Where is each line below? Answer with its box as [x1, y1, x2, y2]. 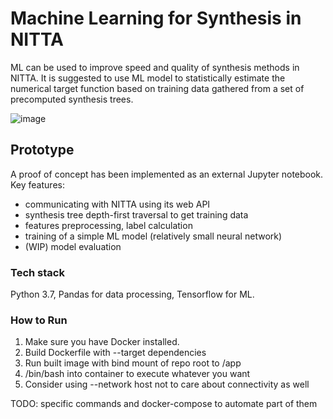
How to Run [10, 313, 68, 327]
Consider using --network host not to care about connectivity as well [24, 378, 310, 391]
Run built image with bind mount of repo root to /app [24, 357, 242, 369]
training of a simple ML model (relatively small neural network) [24, 230, 283, 242]
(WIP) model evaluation [24, 240, 122, 252]
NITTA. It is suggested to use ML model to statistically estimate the [10, 72, 286, 84]
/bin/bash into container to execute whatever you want [24, 368, 251, 380]
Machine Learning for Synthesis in [10, 7, 302, 30]
